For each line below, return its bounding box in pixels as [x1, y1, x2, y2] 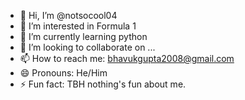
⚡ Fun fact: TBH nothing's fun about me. [19, 78, 187, 90]
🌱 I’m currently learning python [19, 31, 148, 42]
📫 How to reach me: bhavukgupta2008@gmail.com [19, 53, 235, 64]
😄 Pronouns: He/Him [19, 67, 108, 79]
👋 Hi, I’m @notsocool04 [19, 10, 118, 21]
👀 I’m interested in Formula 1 [19, 20, 137, 32]
